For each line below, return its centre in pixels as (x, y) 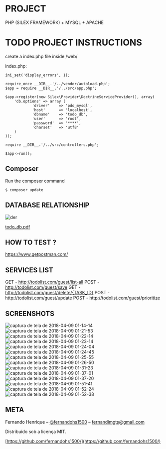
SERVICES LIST (29, 270)
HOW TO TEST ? (31, 242)
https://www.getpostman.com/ (37, 254)
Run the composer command (35, 181)
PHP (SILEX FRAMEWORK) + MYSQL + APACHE (54, 22)
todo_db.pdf (18, 226)
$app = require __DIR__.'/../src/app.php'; (51, 88)
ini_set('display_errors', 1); (38, 75)
